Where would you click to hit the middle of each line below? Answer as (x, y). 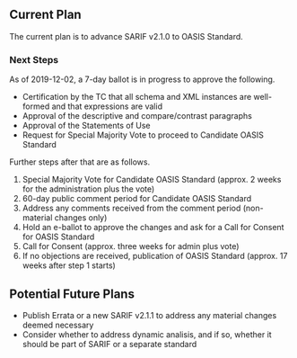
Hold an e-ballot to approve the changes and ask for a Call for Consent (153, 228)
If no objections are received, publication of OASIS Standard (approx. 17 (155, 256)
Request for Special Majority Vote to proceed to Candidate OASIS (143, 135)
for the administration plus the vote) (88, 189)
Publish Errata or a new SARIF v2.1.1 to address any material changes (149, 315)
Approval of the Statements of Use (86, 126)
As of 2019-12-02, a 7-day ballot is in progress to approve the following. (142, 79)
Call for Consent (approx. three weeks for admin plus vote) (131, 246)
